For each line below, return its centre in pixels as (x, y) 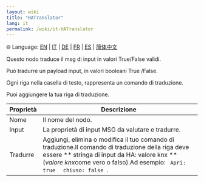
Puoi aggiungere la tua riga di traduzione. (58, 94)
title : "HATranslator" (35, 18)
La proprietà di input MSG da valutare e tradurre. (112, 130)
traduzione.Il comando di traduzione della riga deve (116, 147)
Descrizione (119, 110)
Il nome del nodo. (67, 120)
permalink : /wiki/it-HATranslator (50, 29)
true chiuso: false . (76, 170)
